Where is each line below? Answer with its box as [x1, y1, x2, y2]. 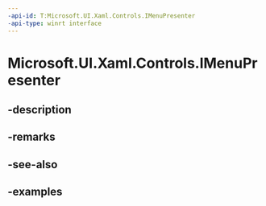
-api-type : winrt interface [7, 19, 102, 27]
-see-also [7, 158, 58, 171]
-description [7, 103, 72, 117]
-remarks [7, 130, 56, 144]
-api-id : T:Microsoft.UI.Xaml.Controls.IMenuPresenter [7, 11, 196, 20]
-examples [7, 185, 63, 199]
